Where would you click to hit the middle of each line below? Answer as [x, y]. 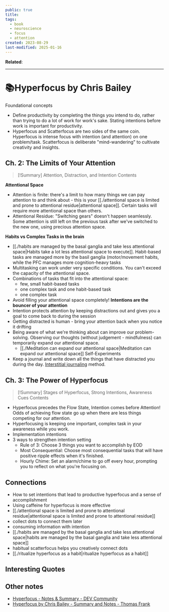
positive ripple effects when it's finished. [62, 456]
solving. [21, 338]
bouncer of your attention [40, 305]
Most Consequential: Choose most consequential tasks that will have [91, 451]
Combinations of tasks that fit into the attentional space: [71, 279]
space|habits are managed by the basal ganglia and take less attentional [87, 537]
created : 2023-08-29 [27, 43]
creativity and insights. [36, 147]
